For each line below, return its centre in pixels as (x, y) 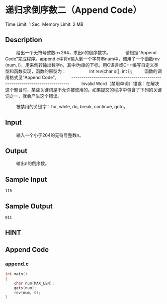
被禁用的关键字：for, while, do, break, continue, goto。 (72, 106)
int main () (16, 274)
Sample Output (29, 206)
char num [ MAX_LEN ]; (34, 283)
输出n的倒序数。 (33, 163)
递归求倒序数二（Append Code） (73, 10)
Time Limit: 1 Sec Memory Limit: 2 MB (44, 24)
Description (24, 40)
